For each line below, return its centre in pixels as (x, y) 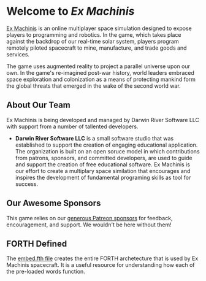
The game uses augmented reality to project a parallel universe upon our (98, 66)
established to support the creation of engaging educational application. (106, 145)
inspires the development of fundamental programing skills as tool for (103, 177)
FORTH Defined (37, 244)
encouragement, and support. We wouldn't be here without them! (89, 225)
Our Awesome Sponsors (54, 203)
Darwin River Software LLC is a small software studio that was (94, 138)
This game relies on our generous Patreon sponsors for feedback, (90, 218)
